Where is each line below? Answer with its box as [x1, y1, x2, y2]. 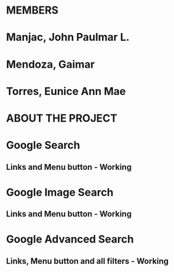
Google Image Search [6, 185, 114, 199]
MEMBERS [6, 4, 59, 17]
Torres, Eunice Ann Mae [6, 84, 126, 98]
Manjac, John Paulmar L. [6, 31, 130, 44]
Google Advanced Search [6, 232, 134, 246]
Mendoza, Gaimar [6, 57, 95, 71]
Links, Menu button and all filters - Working [6, 256, 169, 266]
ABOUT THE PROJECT [6, 112, 117, 124]
